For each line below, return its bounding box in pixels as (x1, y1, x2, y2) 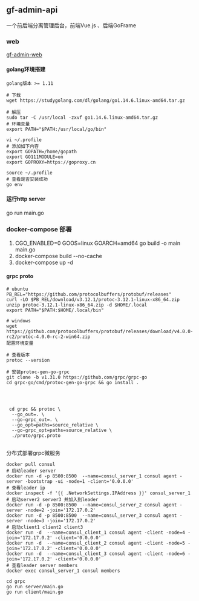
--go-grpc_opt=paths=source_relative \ (11, 427, 113, 434)
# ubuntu (6, 286, 28, 293)
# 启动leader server (6, 468, 56, 474)
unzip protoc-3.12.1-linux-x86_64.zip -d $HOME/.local (6, 302, 148, 308)
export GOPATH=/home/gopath (6, 148, 77, 155)
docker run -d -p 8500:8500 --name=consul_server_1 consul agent (6, 473, 177, 479)
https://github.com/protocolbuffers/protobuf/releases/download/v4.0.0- (6, 328, 194, 335)
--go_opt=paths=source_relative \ (11, 422, 99, 428)
